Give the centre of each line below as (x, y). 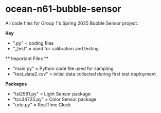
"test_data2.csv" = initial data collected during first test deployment (84, 74)
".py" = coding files (33, 43)
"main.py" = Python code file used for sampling (63, 68)
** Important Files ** (27, 58)
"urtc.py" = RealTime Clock (42, 105)
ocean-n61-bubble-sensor (63, 9)
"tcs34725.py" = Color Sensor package (55, 99)
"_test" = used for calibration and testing (56, 48)
